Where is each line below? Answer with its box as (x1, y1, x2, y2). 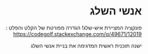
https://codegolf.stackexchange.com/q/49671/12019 (13, 30, 142, 37)
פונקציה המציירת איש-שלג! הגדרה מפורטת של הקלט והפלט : (5, 24, 142, 31)
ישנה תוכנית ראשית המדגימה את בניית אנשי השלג (30, 42, 142, 49)
